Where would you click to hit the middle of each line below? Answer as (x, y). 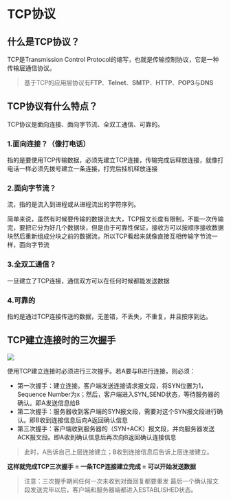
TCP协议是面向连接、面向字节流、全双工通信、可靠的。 (85, 124)
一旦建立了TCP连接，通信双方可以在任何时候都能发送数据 (88, 281)
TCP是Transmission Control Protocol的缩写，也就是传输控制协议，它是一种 (113, 59)
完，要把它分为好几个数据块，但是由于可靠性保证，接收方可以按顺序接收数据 (115, 228)
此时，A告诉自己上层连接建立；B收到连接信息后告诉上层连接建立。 (118, 452)
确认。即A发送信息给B (48, 402)
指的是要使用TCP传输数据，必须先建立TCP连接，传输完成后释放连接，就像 (112, 160)
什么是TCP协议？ (44, 42)
